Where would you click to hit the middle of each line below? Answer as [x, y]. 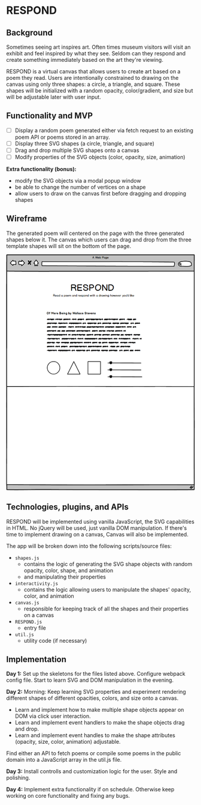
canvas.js [27, 603]
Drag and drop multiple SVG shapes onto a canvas [77, 150]
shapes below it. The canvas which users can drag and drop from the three [99, 239]
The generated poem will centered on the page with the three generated [95, 233]
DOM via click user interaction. [53, 716]
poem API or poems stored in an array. [62, 137]
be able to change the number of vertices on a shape [80, 187]
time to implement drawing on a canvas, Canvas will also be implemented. [97, 534]
